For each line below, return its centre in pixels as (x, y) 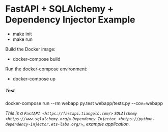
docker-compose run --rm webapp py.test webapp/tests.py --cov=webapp (84, 103)
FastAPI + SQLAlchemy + (59, 9)
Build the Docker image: (31, 49)
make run (23, 39)
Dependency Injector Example (71, 20)
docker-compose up (34, 78)
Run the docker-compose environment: (46, 69)
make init (22, 34)
